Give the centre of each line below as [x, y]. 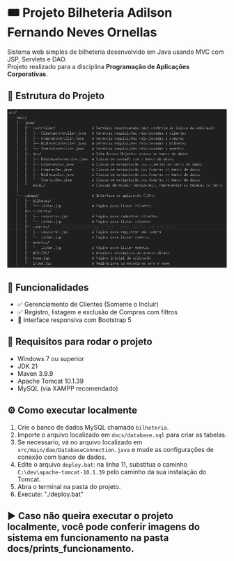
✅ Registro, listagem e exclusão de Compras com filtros [97, 312]
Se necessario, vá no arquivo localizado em [80, 442]
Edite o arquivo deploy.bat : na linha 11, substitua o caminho [102, 464]
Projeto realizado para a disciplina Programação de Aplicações [99, 66]
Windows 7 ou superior [51, 358]
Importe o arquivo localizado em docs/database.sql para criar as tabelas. [122, 435]
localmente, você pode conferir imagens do [104, 526]
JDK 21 [28, 366]
